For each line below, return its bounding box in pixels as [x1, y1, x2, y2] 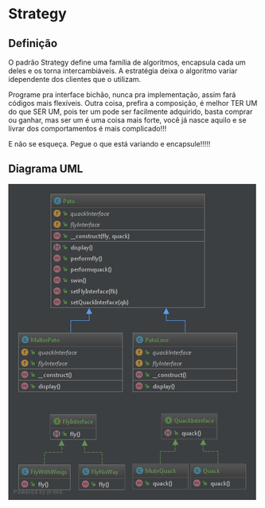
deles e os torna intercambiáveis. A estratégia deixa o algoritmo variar [8, 66, 238, 76]
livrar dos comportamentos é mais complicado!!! [8, 124, 167, 133]
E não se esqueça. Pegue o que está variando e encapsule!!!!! [8, 139, 211, 148]
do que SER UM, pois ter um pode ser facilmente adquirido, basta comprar [8, 107, 253, 116]
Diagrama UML [8, 162, 84, 176]
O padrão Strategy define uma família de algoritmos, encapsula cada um [8, 57, 247, 67]
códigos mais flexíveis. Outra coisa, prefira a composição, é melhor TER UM [8, 99, 258, 107]
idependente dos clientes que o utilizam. [8, 75, 142, 84]
